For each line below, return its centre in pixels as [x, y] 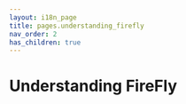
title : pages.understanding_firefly [77, 26]
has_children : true [45, 42]
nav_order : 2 [33, 34]
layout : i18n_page [43, 17]
